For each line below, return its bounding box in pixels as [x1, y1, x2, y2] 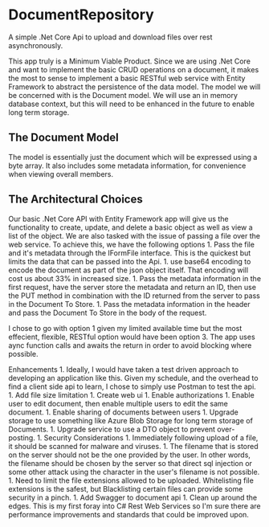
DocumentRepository [8, 6, 154, 24]
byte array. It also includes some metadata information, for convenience [8, 161, 247, 170]
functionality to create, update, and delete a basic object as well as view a [8, 223, 253, 232]
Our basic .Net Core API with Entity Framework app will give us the [8, 214, 229, 223]
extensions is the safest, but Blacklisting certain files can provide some [8, 484, 243, 493]
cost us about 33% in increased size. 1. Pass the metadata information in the [8, 273, 262, 283]
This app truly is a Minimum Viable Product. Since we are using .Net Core [8, 56, 251, 66]
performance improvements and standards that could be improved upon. [8, 509, 249, 519]
